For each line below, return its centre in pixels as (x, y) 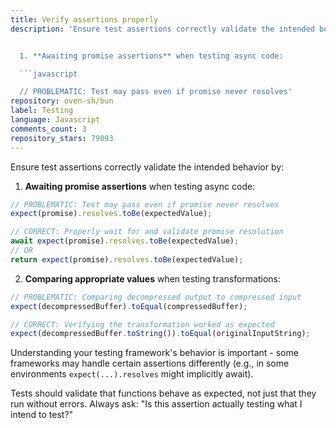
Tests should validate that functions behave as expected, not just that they (163, 393)
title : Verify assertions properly (84, 19)
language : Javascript (55, 120)
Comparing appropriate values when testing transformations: (153, 278)
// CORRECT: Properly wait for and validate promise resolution (147, 232)
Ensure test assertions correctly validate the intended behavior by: (147, 167)
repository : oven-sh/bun (62, 101)
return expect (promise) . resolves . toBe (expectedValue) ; (127, 259)
